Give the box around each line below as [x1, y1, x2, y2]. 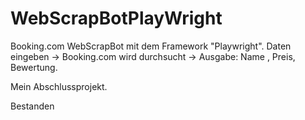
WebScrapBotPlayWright [10, 7, 223, 30]
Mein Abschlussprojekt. [10, 80, 108, 92]
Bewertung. [10, 61, 58, 73]
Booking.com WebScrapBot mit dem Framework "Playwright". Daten [10, 40, 292, 52]
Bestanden [10, 100, 55, 112]
